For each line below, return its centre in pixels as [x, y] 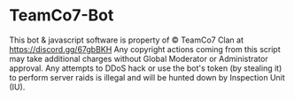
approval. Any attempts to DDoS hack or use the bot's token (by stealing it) [146, 68]
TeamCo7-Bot [62, 15]
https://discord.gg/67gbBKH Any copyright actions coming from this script [145, 49]
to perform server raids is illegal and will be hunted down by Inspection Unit [147, 77]
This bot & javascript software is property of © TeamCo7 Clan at [127, 40]
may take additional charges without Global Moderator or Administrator [139, 58]
